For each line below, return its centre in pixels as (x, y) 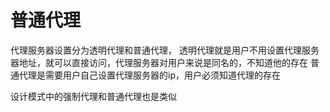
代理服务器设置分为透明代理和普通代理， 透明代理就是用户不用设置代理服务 (165, 50)
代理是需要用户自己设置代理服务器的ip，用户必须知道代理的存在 (149, 75)
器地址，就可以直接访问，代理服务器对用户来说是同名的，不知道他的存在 (159, 62)
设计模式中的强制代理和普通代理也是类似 (93, 96)
